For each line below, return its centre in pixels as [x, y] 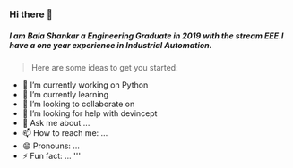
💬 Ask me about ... [56, 122]
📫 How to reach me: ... [65, 132]
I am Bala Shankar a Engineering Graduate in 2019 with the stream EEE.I [146, 36]
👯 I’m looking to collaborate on [78, 104]
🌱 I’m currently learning [65, 94]
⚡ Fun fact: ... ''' [52, 155]
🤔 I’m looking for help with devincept [90, 113]
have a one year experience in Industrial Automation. [111, 45]
